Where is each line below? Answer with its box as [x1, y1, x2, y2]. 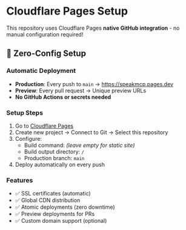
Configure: [15, 135, 42, 142]
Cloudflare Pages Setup [6, 4, 128, 18]
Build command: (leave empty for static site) [24, 141, 135, 149]
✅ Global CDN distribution [15, 197, 81, 204]
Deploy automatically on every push [15, 161, 105, 168]
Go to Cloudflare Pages [15, 122, 74, 129]
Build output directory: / [24, 147, 85, 155]
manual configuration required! [6, 30, 84, 38]
